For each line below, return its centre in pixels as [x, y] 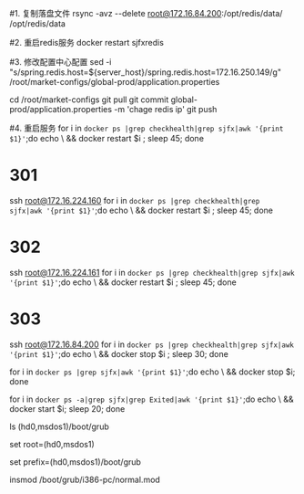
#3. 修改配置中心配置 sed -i [61, 62]
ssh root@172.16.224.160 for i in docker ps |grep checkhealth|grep [135, 200]
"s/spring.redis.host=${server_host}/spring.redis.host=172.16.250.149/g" [146, 72]
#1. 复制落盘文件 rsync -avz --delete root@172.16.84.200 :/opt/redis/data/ [146, 13]
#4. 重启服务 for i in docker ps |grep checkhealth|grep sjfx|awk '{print [147, 128]
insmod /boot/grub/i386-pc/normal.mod [85, 479]
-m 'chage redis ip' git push [165, 109]
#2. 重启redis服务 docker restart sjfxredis [86, 42]
